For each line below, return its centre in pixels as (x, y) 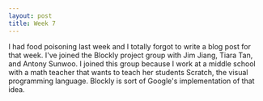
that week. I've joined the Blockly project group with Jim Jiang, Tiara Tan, (131, 55)
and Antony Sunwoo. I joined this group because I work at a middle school (132, 63)
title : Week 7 (32, 23)
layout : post (30, 16)
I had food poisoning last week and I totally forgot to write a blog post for (129, 46)
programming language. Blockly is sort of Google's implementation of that (131, 81)
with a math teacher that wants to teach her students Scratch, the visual (128, 72)
